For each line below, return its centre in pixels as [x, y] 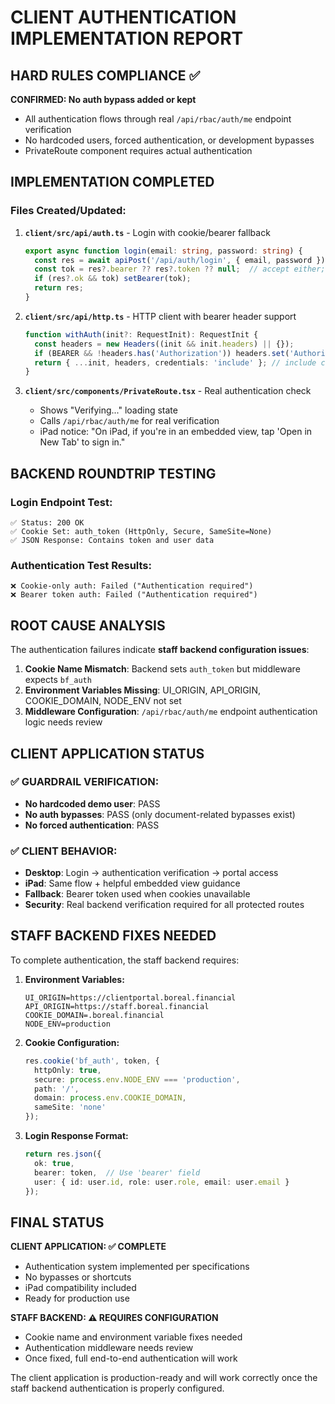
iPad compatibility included [80, 1288]
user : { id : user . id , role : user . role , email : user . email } [162, 1182]
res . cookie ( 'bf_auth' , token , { [92, 1061]
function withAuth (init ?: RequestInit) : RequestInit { [141, 334]
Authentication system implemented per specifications [137, 1267]
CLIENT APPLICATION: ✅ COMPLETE [88, 1247]
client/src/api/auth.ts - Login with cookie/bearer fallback [147, 232]
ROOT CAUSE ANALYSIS [88, 625]
